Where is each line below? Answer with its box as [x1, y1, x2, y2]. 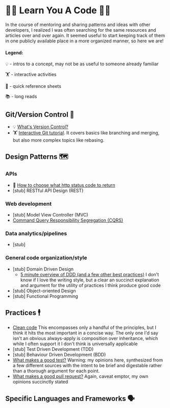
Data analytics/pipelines [5, 230, 67, 237]
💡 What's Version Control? [12, 124, 68, 130]
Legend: [5, 50, 23, 56]
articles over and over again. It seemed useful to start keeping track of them [5, 32, 165, 38]
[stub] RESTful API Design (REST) [12, 187, 84, 194]
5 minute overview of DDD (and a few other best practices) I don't [20, 271, 159, 277]
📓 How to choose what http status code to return [12, 182, 115, 188]
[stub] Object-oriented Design [12, 287, 76, 294]
